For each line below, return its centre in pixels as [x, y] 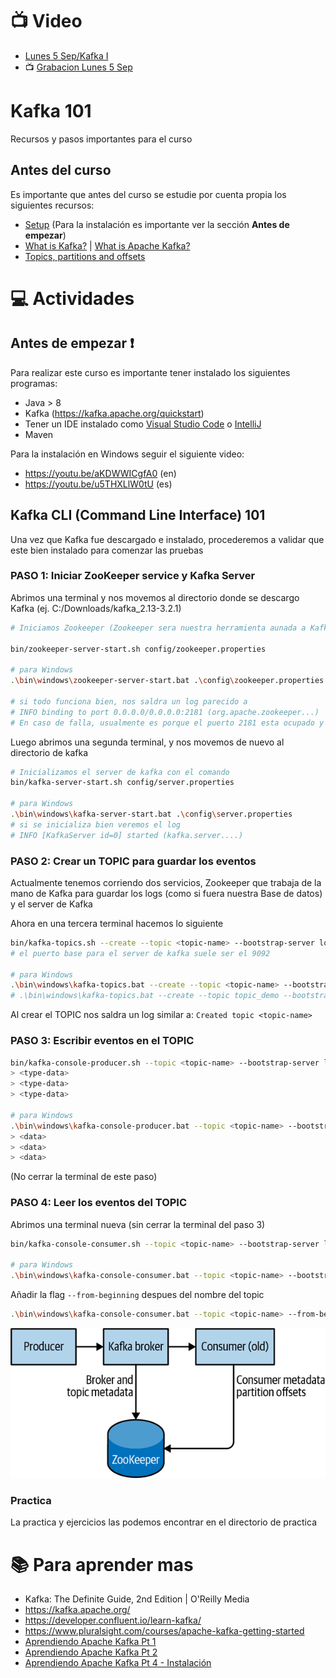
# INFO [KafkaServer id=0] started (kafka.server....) [127, 835]
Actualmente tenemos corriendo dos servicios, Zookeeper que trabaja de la [166, 882]
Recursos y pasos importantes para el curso [101, 139]
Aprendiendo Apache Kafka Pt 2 [91, 1652]
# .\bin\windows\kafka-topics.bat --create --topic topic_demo [145, 996]
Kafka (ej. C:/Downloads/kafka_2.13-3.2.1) [96, 608]
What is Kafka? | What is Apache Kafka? [107, 245]
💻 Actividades [72, 298]
